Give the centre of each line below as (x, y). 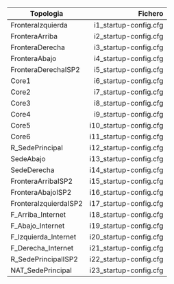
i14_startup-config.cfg (126, 170)
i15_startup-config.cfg (126, 181)
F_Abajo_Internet (38, 226)
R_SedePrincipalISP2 (45, 259)
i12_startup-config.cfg (126, 148)
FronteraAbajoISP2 (41, 192)
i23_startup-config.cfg (126, 270)
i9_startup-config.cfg (128, 114)
